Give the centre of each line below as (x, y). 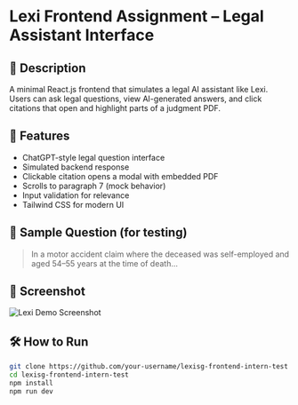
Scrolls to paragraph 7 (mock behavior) (94, 186)
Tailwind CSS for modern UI (73, 204)
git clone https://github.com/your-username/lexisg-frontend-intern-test (149, 367)
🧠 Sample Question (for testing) (98, 233)
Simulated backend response (76, 167)
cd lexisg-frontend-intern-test (69, 375)
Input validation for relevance (76, 195)
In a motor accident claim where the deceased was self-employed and (160, 254)
